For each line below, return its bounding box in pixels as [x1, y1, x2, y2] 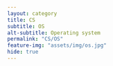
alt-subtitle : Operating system [7, 29, 101, 36]
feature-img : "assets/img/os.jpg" [7, 42, 107, 49]
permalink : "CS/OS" [7, 36, 64, 43]
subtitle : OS [7, 23, 45, 30]
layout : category [7, 10, 58, 17]
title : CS [7, 16, 36, 23]
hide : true [7, 49, 39, 56]
